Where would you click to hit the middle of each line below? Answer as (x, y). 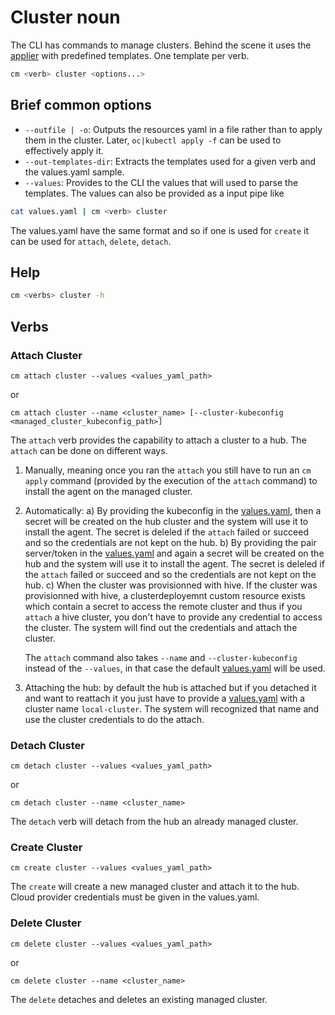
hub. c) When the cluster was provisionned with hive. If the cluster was (171, 585)
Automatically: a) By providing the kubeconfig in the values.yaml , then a (173, 510)
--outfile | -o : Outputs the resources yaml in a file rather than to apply (173, 129)
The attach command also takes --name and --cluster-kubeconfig (161, 657)
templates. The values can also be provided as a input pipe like (154, 193)
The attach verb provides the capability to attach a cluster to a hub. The (158, 440)
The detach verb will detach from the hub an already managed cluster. (154, 822)
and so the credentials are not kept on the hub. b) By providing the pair (170, 542)
